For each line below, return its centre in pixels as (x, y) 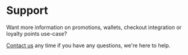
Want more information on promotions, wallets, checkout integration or (94, 27)
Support (27, 11)
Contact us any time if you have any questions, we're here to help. (88, 45)
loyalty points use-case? (37, 33)
